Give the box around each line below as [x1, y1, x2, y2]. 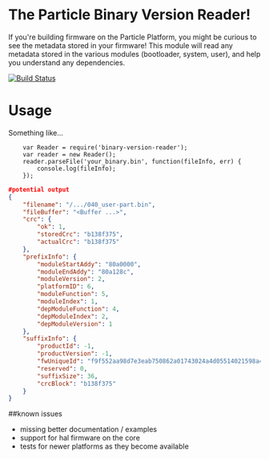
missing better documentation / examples [19, 424, 158, 434]
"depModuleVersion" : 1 [37, 319, 113, 328]
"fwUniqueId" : [37, 357, 84, 365]
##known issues [8, 409, 62, 419]
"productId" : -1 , [37, 343, 94, 351]
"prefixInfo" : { [22, 253, 78, 261]
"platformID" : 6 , [37, 282, 94, 290]
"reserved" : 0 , [37, 364, 88, 372]
